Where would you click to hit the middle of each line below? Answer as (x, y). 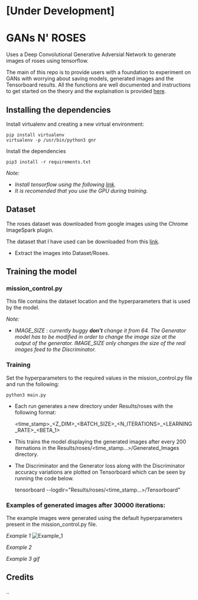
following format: (35, 412)
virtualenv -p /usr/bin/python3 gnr (51, 140)
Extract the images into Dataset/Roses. (62, 253)
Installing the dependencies (59, 110)
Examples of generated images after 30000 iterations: (86, 505)
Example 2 (19, 547)
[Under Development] (61, 11)
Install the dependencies (36, 151)
